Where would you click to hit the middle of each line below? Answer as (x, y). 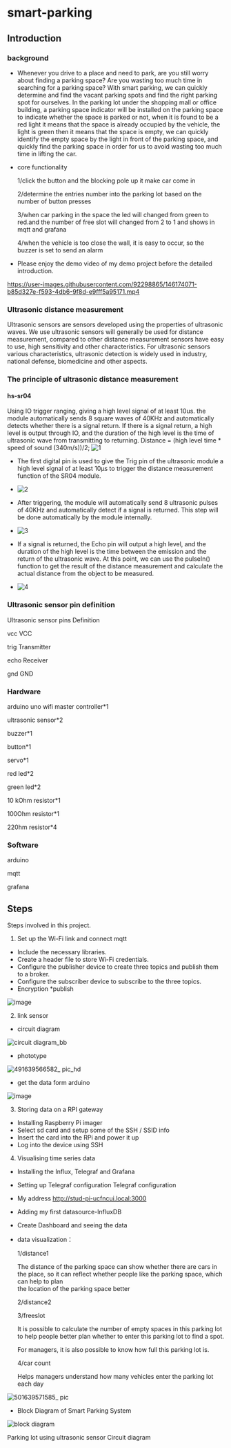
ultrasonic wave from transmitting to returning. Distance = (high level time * (114, 440)
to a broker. (33, 974)
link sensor (33, 1015)
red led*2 (21, 773)
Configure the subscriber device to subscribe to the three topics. (109, 981)
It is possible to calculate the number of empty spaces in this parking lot (120, 1329)
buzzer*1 (20, 733)
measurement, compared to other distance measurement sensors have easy (115, 340)
